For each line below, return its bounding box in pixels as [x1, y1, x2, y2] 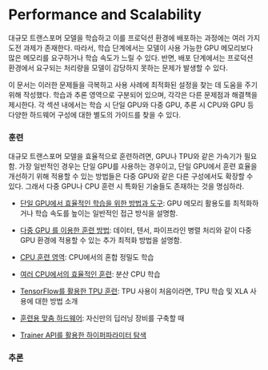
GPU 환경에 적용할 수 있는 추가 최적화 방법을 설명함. [19, 236, 182, 245]
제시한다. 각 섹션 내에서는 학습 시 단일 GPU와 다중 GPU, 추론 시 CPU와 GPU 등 [8, 100, 254, 109]
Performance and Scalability [8, 6, 202, 24]
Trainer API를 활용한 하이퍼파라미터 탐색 [19, 330, 146, 340]
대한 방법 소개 [34, 296, 78, 306]
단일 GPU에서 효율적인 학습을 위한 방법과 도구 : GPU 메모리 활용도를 [19, 198, 231, 209]
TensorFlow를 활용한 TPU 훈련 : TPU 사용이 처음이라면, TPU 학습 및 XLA [19, 286, 249, 296]
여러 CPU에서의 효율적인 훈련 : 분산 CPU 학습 [19, 269, 161, 279]
